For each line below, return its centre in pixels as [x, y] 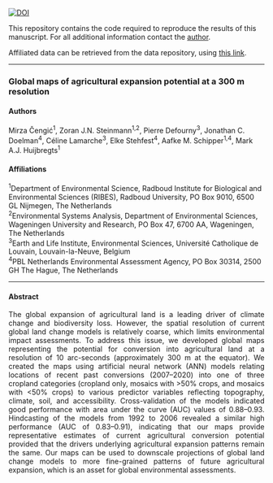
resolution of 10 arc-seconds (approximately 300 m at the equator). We [136, 358]
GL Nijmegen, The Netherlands [60, 205]
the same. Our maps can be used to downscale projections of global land [136, 453]
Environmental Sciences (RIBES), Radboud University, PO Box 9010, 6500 [131, 197]
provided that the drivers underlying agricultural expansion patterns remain [136, 444]
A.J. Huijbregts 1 [35, 150]
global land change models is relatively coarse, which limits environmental [136, 332]
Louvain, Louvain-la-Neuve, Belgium [69, 251]
